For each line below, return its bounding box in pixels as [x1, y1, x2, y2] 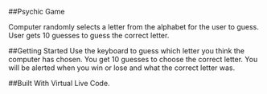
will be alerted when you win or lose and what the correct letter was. [8, 63, 236, 72]
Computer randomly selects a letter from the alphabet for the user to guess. [8, 22, 260, 31]
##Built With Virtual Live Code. [8, 79, 110, 88]
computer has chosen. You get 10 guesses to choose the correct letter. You [8, 55, 258, 64]
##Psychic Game [8, 7, 65, 16]
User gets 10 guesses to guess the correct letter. [8, 31, 170, 40]
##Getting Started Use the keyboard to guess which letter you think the [8, 46, 245, 55]
